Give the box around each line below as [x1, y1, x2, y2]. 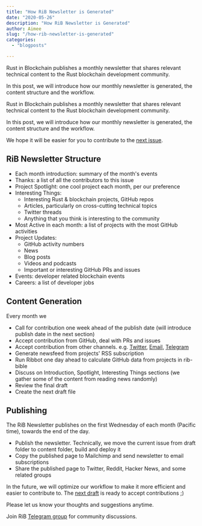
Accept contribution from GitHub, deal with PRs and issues [14, 337, 161, 344]
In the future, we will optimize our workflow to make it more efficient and [6, 483, 186, 490]
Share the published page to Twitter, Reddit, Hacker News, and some [14, 465, 186, 472]
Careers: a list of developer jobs [14, 278, 94, 286]
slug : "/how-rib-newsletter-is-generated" [6, 31, 114, 37]
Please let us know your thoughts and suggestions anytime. [6, 501, 155, 509]
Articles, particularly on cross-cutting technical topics [23, 202, 158, 209]
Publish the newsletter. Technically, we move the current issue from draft [14, 439, 196, 446]
